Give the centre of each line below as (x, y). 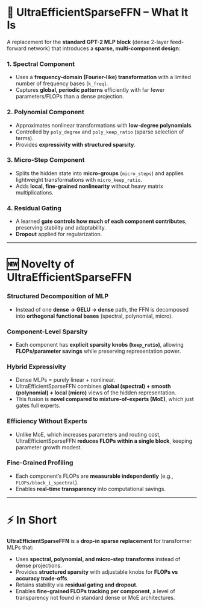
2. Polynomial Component (45, 112)
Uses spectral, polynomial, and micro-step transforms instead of (98, 559)
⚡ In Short (32, 520)
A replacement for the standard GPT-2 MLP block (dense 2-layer (88, 42)
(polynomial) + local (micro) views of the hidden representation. (96, 393)
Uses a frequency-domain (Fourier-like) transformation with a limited (103, 77)
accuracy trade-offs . (42, 578)
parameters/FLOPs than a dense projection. (70, 97)
